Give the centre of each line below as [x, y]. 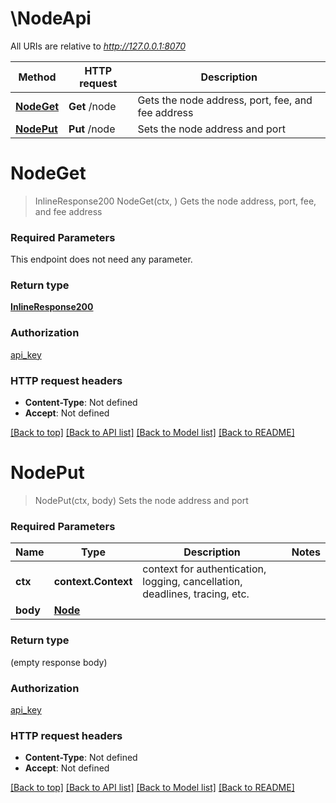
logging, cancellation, [192, 582]
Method [37, 77]
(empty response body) [59, 662]
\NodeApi [51, 18]
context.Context [93, 582]
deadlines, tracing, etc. [196, 594]
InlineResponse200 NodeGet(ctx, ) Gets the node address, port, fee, [175, 201]
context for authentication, [204, 569]
